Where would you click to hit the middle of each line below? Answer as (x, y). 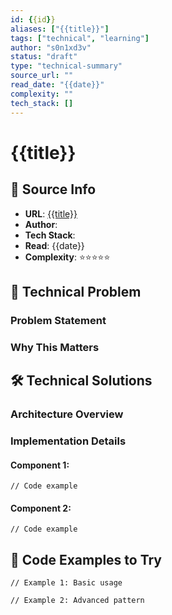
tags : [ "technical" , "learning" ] (80, 38)
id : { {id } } (33, 19)
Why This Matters (55, 347)
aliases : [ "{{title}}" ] (60, 29)
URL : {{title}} (51, 213)
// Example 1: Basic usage (66, 583)
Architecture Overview (67, 414)
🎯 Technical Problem (76, 291)
